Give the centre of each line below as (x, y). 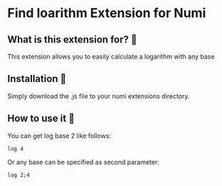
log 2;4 (19, 175)
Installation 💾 (37, 79)
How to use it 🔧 (41, 119)
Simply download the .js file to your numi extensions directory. (99, 96)
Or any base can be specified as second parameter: (84, 162)
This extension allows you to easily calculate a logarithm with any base (111, 56)
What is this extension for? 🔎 (72, 40)
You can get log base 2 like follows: (59, 135)
